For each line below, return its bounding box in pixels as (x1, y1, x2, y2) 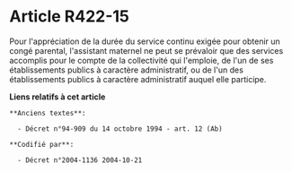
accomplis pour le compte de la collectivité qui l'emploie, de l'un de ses (9, 55, 274, 65)
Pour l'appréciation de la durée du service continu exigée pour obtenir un (9, 36, 280, 47)
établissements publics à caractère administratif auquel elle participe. (9, 73, 267, 84)
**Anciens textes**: (9, 108, 87, 117)
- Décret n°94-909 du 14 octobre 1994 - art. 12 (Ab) (17, 124, 223, 133)
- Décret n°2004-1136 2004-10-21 (17, 155, 143, 165)
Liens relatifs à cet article (9, 91, 106, 102)
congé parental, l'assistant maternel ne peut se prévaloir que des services (9, 45, 284, 56)
